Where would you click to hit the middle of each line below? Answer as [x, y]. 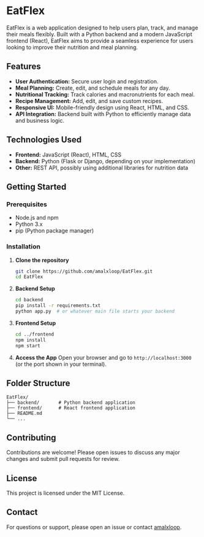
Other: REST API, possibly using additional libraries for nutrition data [102, 168]
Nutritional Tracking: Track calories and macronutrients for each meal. [105, 94]
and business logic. [40, 120]
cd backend [29, 300]
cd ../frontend [35, 334]
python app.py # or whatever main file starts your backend [95, 311]
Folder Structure [38, 383]
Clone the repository [42, 260]
